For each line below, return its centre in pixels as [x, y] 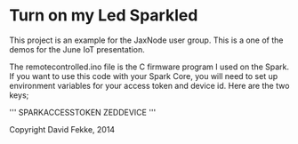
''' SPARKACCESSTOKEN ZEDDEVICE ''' [83, 112]
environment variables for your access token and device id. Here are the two [149, 85]
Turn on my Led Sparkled [104, 16]
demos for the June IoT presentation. [77, 49]
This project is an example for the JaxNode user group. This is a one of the [146, 40]
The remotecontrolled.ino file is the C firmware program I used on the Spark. [149, 67]
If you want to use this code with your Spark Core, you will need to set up [144, 76]
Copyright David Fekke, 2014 [62, 129]
